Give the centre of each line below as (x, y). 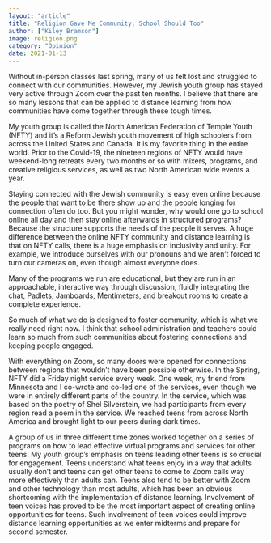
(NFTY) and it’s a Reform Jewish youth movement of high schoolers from (130, 135)
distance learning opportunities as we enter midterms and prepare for (125, 523)
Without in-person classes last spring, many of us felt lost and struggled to (133, 76)
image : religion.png (43, 38)
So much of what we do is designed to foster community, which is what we (133, 320)
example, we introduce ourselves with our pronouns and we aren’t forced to (135, 254)
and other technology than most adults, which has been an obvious (121, 489)
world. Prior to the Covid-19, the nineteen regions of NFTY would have (125, 152)
